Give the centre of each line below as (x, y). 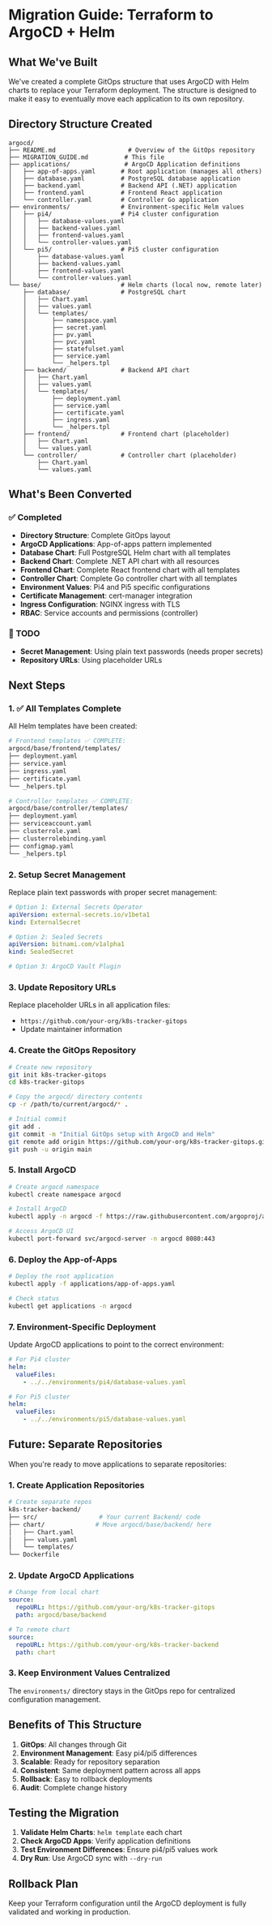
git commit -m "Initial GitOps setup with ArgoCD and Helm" (112, 1134)
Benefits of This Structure (75, 1725)
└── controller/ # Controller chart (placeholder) (130, 455)
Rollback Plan (43, 1884)
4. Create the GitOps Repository (72, 1051)
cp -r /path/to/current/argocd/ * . (68, 1105)
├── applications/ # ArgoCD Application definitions (125, 164)
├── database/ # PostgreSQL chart (104, 292)
